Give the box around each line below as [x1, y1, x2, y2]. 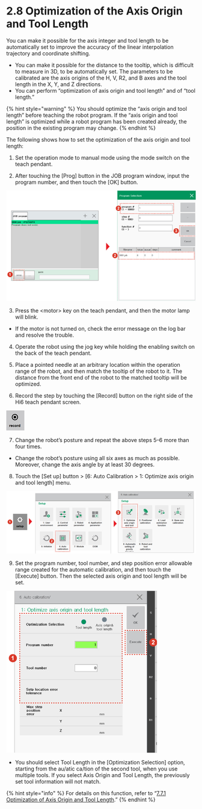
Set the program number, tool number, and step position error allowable [14, 559, 192, 567]
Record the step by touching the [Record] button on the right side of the [14, 392, 194, 399]
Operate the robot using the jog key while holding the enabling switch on [14, 343, 195, 351]
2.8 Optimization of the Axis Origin [6, 4, 183, 18]
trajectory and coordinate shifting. [6, 49, 91, 57]
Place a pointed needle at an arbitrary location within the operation [14, 361, 180, 369]
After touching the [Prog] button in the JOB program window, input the [14, 172, 189, 179]
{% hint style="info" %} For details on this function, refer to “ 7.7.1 [6, 789, 167, 796]
